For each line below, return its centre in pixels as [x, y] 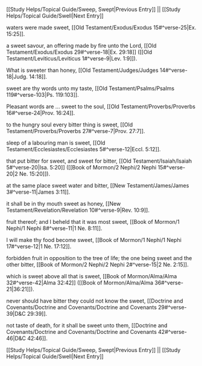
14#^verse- [174, 70]
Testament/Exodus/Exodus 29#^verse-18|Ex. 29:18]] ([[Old [79, 52]
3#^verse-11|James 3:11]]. [38, 192]
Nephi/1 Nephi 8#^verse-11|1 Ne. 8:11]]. [54, 228]
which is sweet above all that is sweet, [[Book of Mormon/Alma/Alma [92, 276]
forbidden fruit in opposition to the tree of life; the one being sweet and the [99, 258]
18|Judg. [17, 77]
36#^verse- [169, 283]
